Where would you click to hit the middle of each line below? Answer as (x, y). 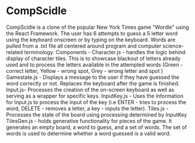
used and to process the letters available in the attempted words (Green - (95, 64)
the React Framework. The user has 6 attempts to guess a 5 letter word (92, 33)
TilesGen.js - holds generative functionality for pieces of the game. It (89, 121)
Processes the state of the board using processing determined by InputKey (97, 114)
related (15, 52)
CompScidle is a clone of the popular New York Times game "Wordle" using (97, 27)
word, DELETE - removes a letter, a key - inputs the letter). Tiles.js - (87, 108)
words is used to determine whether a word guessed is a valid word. (88, 133)
